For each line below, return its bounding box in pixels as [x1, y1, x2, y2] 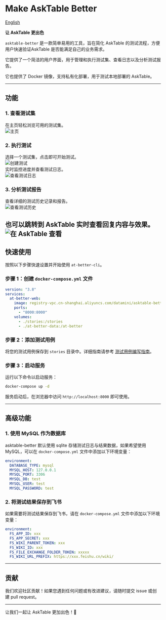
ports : [14, 305, 28, 310]
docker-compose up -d [5, 384, 50, 389]
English [5, 19, 20, 25]
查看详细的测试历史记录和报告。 [5, 198, 70, 204]
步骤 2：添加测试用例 [5, 336, 55, 343]
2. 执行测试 [5, 142, 32, 149]
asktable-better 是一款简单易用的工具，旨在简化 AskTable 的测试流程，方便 [5, 40, 161, 46]
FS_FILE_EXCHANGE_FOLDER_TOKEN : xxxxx [9, 549, 90, 555]
